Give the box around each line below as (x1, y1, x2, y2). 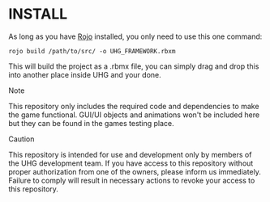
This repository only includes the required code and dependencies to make (8, 101, 259, 111)
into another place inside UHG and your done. (8, 69, 161, 79)
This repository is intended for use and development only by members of (8, 149, 252, 159)
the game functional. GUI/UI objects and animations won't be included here (8, 110, 260, 120)
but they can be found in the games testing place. (8, 118, 174, 128)
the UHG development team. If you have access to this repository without (8, 158, 254, 168)
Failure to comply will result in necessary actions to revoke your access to (8, 175, 255, 185)
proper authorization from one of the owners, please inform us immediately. (8, 166, 262, 176)
